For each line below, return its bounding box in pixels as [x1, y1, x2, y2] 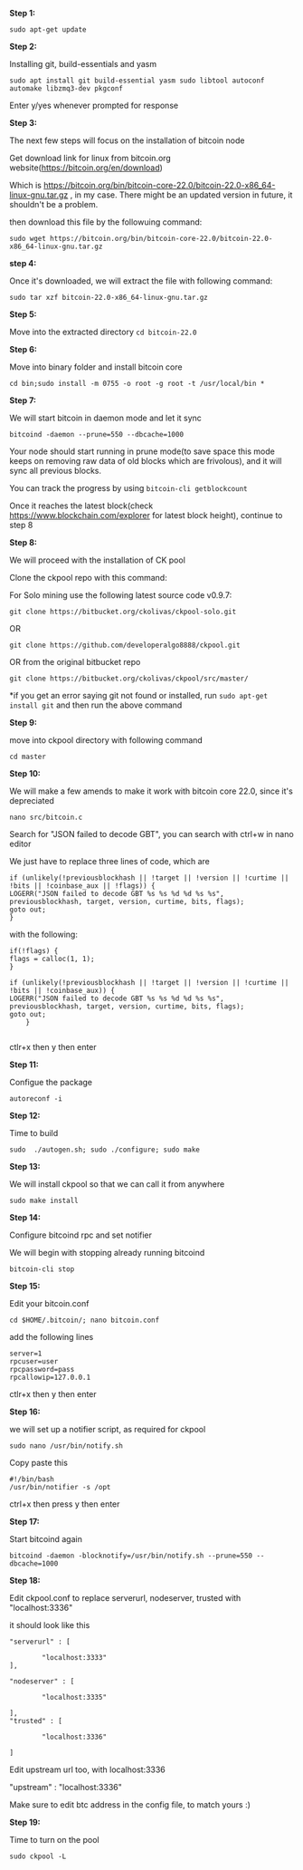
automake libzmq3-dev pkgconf [9, 84, 124, 93]
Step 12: [9, 1110, 41, 1121]
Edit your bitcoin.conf [9, 1298, 90, 1308]
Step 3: [9, 118, 38, 128]
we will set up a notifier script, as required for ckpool [9, 1424, 206, 1434]
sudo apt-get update [9, 25, 88, 34]
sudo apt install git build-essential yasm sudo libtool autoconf [9, 76, 265, 85]
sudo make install [9, 1196, 79, 1205]
